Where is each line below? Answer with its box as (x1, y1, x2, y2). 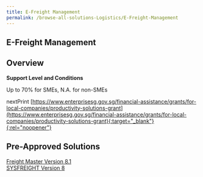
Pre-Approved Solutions (6, 142, 101, 152)
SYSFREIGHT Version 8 (6, 164, 65, 172)
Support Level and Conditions (6, 74, 84, 81)
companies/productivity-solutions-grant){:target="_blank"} (6, 117, 154, 125)
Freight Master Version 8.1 (6, 157, 72, 165)
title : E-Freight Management (6, 9, 80, 15)
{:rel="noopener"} (6, 123, 52, 131)
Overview (6, 58, 45, 68)
